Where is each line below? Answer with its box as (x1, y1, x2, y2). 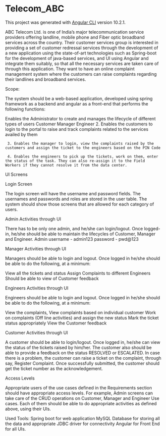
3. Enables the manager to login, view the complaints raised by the (7, 141, 154, 146)
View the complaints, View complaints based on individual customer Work (5, 309, 156, 315)
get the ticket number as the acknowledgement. (5, 365, 103, 372)
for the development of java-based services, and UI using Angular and (5, 55, 149, 61)
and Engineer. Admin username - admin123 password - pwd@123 (5, 236, 139, 242)
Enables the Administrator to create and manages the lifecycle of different (5, 115, 156, 121)
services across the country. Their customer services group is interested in (5, 39, 159, 45)
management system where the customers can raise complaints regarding (5, 71, 157, 77)
